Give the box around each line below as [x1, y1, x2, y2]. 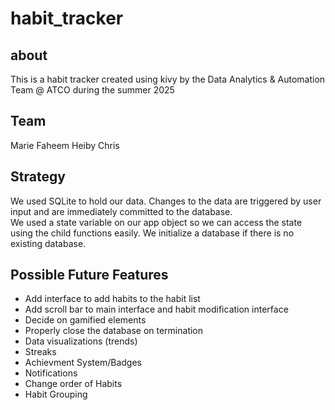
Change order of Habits [24, 378, 123, 390]
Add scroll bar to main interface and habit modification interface [24, 303, 289, 316]
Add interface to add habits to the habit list [24, 293, 201, 305]
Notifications [24, 367, 78, 379]
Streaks [24, 346, 57, 358]
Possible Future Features [10, 267, 169, 284]
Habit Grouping [24, 388, 88, 401]
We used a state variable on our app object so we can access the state [10, 216, 303, 228]
